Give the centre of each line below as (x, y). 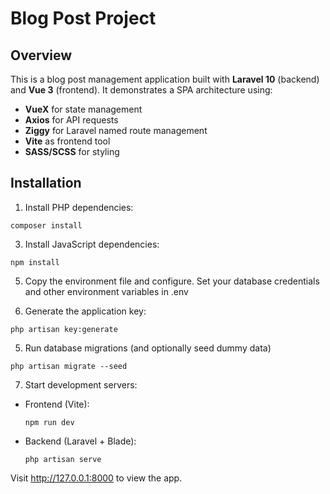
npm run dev (49, 422)
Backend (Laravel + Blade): (80, 441)
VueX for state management (83, 109)
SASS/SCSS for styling (72, 151)
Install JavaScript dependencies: (92, 244)
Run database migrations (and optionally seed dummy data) (148, 348)
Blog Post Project (83, 18)
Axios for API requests (71, 120)
